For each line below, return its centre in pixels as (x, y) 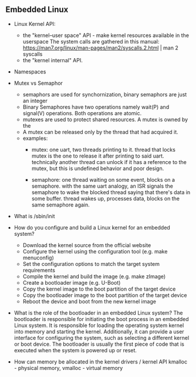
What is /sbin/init (34, 216)
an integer (35, 101)
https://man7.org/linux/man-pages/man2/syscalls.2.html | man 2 (100, 48)
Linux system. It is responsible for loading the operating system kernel (99, 325)
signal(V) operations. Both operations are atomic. (82, 113)
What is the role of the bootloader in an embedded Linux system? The (98, 313)
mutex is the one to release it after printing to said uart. (98, 156)
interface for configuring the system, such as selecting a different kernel (102, 338)
